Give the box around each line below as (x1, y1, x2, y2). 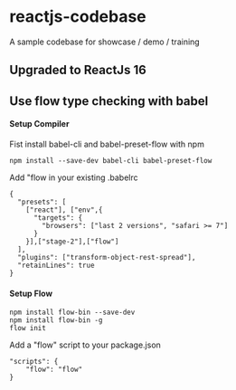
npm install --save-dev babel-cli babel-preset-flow (9, 156, 212, 165)
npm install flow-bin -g (9, 316, 103, 325)
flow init (9, 324, 47, 333)
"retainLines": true (17, 261, 95, 270)
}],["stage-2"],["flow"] (25, 237, 119, 246)
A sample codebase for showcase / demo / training (9, 36, 201, 47)
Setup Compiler (9, 119, 70, 129)
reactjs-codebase (9, 6, 146, 27)
